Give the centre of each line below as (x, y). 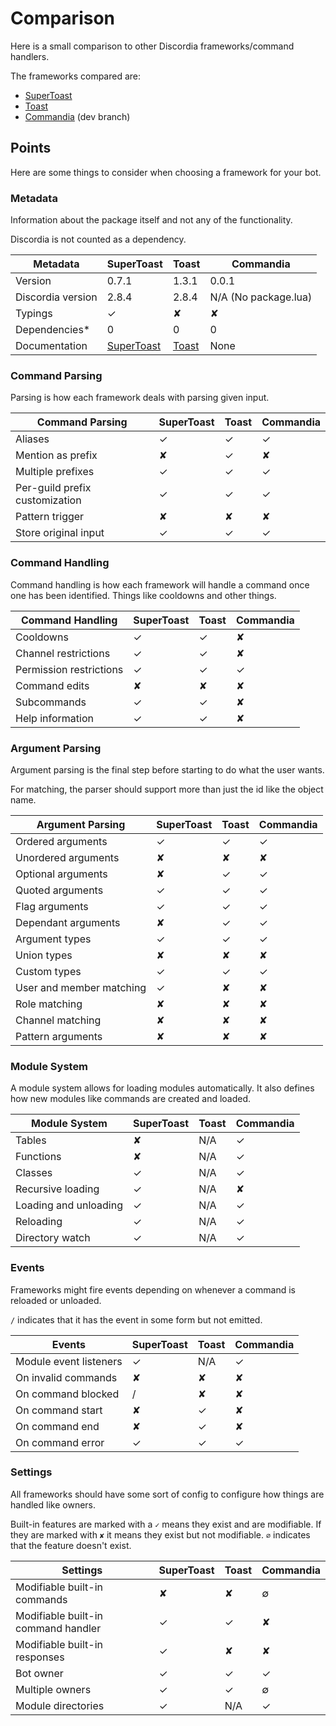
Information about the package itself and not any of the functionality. (151, 220)
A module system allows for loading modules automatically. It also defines (162, 1088)
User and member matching (81, 987)
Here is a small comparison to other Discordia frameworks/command (152, 46)
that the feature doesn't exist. (71, 1545)
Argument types (53, 939)
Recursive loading (57, 1189)
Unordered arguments (67, 857)
